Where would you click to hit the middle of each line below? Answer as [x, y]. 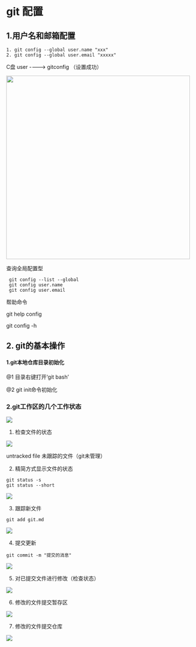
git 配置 [25, 12]
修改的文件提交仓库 [39, 626]
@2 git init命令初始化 [32, 389]
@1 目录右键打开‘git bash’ [37, 377]
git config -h [22, 326]
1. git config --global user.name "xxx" [58, 50]
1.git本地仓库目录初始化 [35, 362]
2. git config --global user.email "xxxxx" [61, 55]
